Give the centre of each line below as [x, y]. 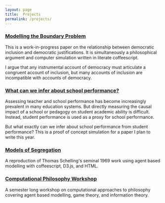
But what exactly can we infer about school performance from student [77, 126]
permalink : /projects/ [28, 19]
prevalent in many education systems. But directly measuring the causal [79, 106]
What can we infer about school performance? [62, 91]
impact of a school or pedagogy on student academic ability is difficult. [78, 111]
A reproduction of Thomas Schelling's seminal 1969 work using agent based [83, 161]
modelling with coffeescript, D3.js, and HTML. [52, 166]
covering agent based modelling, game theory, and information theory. [77, 195]
